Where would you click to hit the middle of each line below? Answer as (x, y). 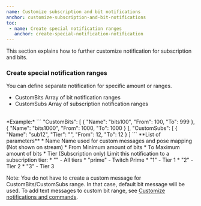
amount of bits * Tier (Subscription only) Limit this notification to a (88, 154)
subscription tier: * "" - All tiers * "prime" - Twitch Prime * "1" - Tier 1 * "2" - (100, 160)
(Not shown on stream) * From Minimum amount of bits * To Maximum (93, 147)
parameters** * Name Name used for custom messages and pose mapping (99, 141)
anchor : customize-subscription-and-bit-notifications (76, 17)
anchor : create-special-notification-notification (79, 34)
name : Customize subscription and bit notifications (73, 12)
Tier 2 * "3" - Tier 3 (30, 166)
